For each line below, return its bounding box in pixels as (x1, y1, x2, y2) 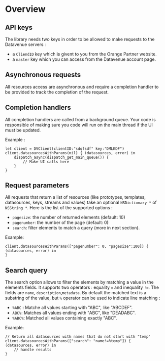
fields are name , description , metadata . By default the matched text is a (5, 290, 147, 296)
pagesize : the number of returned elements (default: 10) (12, 214, 126, 221)
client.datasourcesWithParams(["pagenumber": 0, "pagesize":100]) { (5, 244, 149, 249)
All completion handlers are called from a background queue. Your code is (5, 116, 156, 122)
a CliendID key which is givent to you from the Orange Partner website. (12, 51, 157, 57)
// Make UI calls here (23, 159, 69, 164)
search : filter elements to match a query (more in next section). (12, 225, 140, 231)
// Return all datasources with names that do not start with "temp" (5, 334, 151, 339)
